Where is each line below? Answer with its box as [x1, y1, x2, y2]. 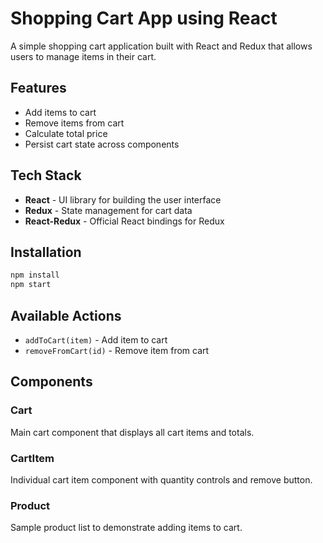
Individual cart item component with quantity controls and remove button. [10, 473, 313, 486]
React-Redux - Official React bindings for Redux [24, 215, 225, 227]
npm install [10, 270, 60, 281]
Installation [10, 243, 82, 261]
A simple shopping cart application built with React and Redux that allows [10, 40, 313, 52]
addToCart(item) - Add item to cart [24, 333, 168, 346]
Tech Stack [10, 167, 82, 184]
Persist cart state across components [24, 138, 180, 150]
